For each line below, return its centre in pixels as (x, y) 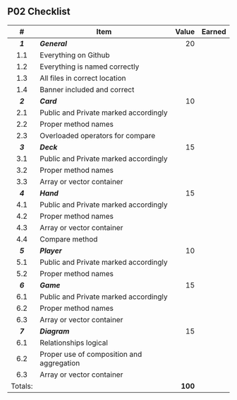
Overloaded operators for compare (98, 135)
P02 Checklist (39, 12)
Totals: (22, 386)
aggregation (60, 362)
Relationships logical (74, 343)
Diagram (55, 331)
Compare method (69, 239)
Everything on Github (75, 55)
